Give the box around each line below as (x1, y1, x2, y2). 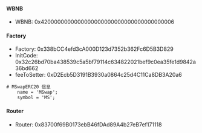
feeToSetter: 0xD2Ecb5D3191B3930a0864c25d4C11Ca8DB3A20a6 (15, 71, 183, 79)
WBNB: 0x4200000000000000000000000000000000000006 (15, 18, 174, 25)
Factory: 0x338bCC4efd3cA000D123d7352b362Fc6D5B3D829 (15, 45, 174, 53)
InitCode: (15, 52, 38, 59)
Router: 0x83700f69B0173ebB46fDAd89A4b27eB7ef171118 (15, 121, 162, 128)
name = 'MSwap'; (17, 89, 59, 96)
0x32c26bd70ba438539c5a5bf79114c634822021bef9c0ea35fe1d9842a (15, 58, 197, 66)
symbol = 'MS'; (17, 94, 56, 101)
